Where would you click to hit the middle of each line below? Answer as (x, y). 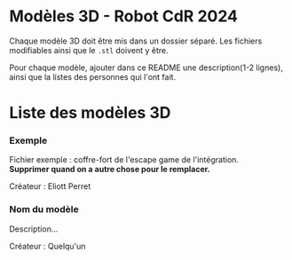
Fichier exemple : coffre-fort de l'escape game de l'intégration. (124, 160)
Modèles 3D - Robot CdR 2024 (123, 16)
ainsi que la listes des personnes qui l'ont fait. (92, 76)
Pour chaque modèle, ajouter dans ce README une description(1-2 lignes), (146, 67)
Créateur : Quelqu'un (47, 246)
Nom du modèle (44, 209)
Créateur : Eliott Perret (50, 186)
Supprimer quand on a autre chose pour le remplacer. (110, 169)
